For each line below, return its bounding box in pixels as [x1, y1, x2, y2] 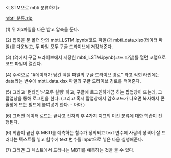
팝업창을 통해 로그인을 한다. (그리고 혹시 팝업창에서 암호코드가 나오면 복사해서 [5, 95, 160, 101]
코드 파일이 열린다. [5, 61, 42, 66]
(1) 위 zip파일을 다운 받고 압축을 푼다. [5, 26, 79, 32]
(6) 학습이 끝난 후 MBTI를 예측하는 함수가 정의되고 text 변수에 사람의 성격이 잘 [5, 130, 161, 136]
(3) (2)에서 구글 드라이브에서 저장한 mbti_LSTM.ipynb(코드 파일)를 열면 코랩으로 [5, 54, 166, 60]
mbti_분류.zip [5, 15, 33, 21]
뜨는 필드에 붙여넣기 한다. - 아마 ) [18, 102, 85, 107]
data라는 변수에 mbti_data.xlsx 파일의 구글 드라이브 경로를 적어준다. [5, 78, 141, 84]
